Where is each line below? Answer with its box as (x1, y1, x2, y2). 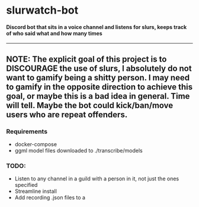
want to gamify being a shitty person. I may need (6, 72, 190, 83)
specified (14, 182, 38, 189)
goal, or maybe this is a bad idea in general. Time (6, 91, 190, 101)
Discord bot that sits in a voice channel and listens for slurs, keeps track (6, 23, 187, 30)
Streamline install (14, 187, 57, 195)
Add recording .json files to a (14, 194, 86, 201)
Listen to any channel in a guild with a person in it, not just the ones (14, 175, 179, 182)
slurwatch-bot (6, 4, 79, 17)
